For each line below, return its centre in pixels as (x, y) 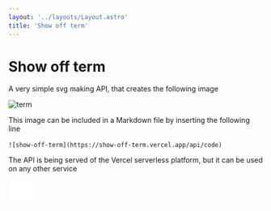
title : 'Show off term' (49, 25)
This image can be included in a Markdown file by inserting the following (129, 120)
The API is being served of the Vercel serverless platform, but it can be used (135, 160)
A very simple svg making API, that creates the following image (113, 89)
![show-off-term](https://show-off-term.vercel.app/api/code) (115, 146)
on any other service (43, 169)
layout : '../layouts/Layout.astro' (68, 17)
